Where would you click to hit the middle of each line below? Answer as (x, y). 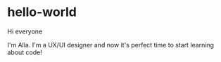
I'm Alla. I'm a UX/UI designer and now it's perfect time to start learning (111, 45)
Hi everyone (25, 31)
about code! (25, 52)
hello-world (42, 12)
